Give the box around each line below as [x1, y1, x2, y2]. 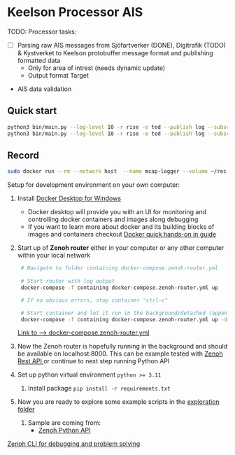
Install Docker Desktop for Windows [17, 194, 121, 203]
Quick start [7, 105, 57, 117]
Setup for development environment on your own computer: [7, 181, 180, 189]
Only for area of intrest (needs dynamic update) [27, 64, 166, 72]
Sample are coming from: [27, 419, 101, 427]
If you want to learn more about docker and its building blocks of [27, 223, 215, 231]
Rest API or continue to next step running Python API [17, 357, 170, 365]
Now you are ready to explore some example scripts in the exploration [17, 398, 220, 406]
